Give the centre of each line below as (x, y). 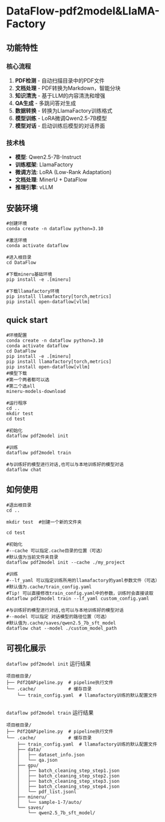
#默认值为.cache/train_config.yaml (49, 587)
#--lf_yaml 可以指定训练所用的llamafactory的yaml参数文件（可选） (83, 580)
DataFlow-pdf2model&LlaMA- (83, 11)
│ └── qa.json (38, 761)
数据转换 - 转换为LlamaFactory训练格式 (64, 110)
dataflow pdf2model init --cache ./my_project (66, 562)
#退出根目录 (19, 505)
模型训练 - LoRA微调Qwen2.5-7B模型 (61, 118)
